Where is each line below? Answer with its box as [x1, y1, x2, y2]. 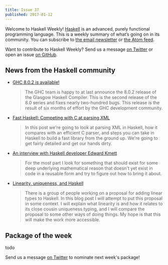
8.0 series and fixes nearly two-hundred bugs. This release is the [25, 100, 160, 106]
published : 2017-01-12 [5, 12, 53, 17]
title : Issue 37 [5, 7, 39, 13]
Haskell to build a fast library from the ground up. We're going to [25, 135, 158, 141]
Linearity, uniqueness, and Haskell [12, 180, 84, 186]
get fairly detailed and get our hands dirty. [25, 141, 112, 147]
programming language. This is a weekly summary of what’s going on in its [5, 31, 159, 37]
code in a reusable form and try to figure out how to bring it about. [25, 171, 162, 177]
